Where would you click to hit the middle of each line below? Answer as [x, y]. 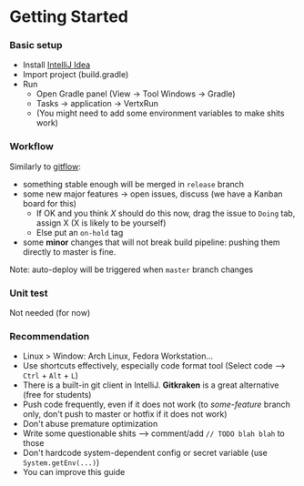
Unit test [29, 293]
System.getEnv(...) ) [61, 462]
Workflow [32, 147]
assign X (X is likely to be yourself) [101, 223]
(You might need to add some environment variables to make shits [160, 113]
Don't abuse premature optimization [90, 424]
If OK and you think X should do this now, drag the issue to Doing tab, [166, 213]
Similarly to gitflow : [46, 167]
